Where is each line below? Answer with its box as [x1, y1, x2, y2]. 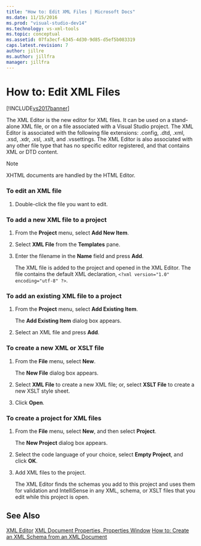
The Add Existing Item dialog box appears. [14, 317, 122, 325]
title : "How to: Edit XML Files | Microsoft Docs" [6, 8, 136, 15]
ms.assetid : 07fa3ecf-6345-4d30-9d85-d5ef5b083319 [6, 37, 136, 43]
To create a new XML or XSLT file [6, 344, 104, 352]
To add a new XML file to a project [6, 215, 107, 224]
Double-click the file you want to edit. [14, 200, 108, 207]
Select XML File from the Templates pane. [14, 241, 121, 248]
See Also [6, 511, 40, 521]
